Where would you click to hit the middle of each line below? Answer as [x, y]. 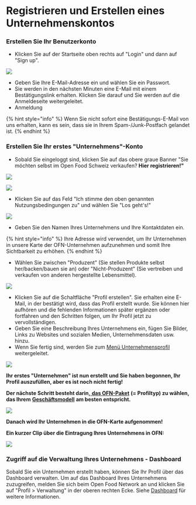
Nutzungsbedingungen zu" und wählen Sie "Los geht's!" [82, 205]
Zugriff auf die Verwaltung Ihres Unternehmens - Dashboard [94, 459]
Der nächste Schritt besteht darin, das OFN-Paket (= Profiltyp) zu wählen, [98, 393]
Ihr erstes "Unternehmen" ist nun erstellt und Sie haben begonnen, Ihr [93, 375]
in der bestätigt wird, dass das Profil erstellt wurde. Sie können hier [109, 303]
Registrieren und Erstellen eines [85, 11]
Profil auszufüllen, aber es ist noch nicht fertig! [64, 382]
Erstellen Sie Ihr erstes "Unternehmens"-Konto [75, 146]
